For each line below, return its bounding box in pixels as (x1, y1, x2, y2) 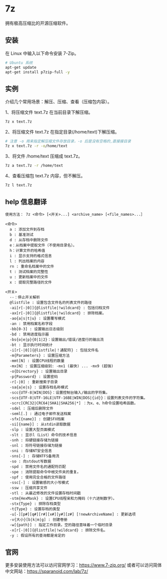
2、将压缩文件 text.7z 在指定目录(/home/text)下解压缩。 (5, 129, 119, 135)
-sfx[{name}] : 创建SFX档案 (9, 417, 65, 422)
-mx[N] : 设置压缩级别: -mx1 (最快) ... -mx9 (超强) (9, 364, 113, 369)
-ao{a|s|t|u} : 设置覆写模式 (9, 316, 66, 321)
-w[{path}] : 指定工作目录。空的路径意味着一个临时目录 (9, 523, 113, 528)
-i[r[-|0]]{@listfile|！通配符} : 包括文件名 (9, 348, 99, 353)
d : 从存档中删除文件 (9, 238, 49, 243)
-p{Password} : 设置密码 (9, 374, 58, 379)
